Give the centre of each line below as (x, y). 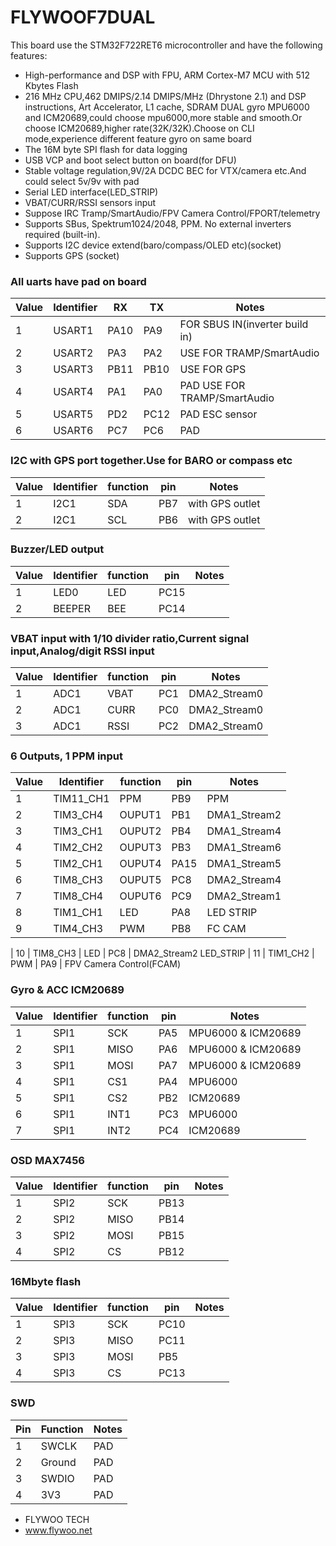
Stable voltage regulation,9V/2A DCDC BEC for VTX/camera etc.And (165, 170)
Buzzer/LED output (57, 549)
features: (29, 55)
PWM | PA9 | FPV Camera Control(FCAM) (96, 964)
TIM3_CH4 (78, 815)
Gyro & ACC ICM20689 (67, 990)
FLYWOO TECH (57, 1519)
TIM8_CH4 (78, 896)
